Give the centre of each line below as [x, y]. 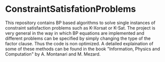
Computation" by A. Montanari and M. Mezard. [53, 54]
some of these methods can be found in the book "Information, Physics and [83, 49]
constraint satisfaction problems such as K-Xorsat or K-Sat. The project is [80, 28]
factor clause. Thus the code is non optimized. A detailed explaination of [79, 43]
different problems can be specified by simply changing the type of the [78, 38]
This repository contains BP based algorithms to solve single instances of [80, 23]
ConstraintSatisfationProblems [71, 9]
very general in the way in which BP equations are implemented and [75, 33]
